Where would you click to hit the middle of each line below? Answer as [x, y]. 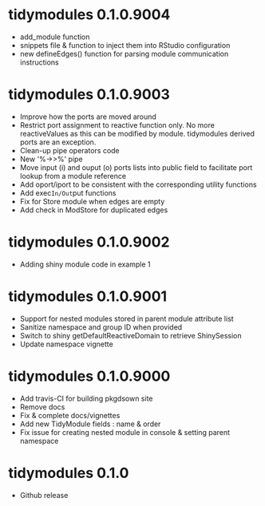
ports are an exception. [58, 142]
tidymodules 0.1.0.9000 [89, 376]
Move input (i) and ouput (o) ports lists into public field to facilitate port [136, 167]
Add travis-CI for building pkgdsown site [86, 398]
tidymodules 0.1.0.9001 [88, 296]
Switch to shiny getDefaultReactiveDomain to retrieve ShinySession [131, 335]
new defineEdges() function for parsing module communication [124, 53]
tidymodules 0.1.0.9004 [89, 15]
